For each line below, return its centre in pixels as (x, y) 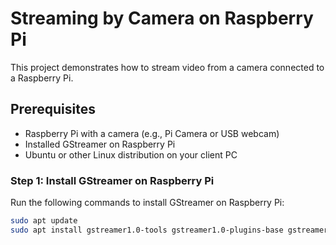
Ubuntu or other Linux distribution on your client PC (131, 154)
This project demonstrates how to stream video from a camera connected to (167, 67)
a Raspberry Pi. (42, 78)
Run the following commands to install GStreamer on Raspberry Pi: (147, 203)
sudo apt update (44, 221)
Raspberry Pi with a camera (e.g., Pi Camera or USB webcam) (152, 133)
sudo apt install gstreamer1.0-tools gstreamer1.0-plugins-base (147, 230)
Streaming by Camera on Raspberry (162, 18)
